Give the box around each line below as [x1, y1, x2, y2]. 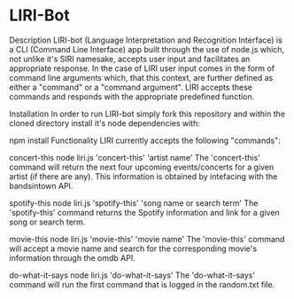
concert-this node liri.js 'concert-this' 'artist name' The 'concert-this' [9, 152, 261, 162]
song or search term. [9, 216, 86, 227]
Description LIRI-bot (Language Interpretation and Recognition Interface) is [9, 35, 283, 45]
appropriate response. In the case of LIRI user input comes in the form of [9, 63, 275, 74]
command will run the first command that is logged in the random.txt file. [9, 279, 275, 289]
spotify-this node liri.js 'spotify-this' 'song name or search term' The [9, 197, 259, 209]
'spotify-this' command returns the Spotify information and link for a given [9, 207, 281, 217]
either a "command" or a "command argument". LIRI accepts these [9, 82, 252, 92]
